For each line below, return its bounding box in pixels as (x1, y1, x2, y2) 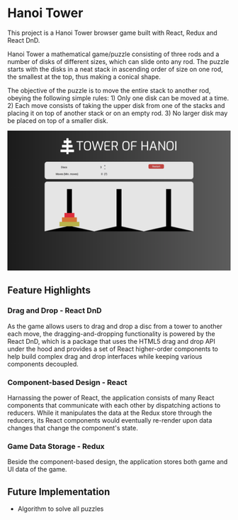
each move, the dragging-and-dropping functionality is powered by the (7, 329, 215, 338)
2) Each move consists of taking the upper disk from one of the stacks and (7, 101, 225, 109)
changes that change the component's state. (7, 423, 138, 432)
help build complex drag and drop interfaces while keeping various (7, 352, 203, 360)
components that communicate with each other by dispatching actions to (7, 401, 221, 409)
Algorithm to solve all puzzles (17, 504, 104, 513)
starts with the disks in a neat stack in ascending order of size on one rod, (7, 65, 223, 73)
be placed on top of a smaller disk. (7, 116, 108, 125)
